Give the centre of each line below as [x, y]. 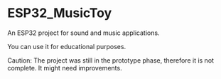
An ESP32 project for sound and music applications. [83, 33]
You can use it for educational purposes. [67, 46]
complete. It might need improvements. [65, 68]
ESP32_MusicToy [60, 13]
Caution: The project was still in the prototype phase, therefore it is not [111, 60]
